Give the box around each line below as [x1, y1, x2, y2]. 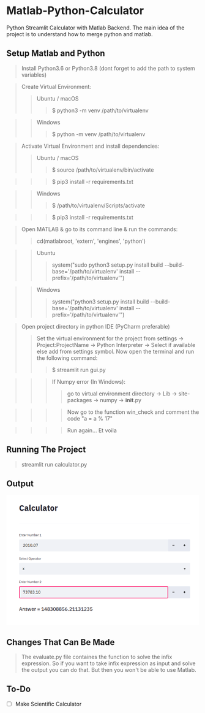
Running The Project [6, 444, 86, 455]
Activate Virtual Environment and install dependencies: [21, 142, 160, 150]
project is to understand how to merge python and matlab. [6, 30, 153, 37]
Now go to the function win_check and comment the [67, 408, 199, 416]
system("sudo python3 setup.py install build [51, 261, 163, 269]
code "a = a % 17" [67, 414, 113, 422]
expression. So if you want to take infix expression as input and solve [21, 660, 196, 667]
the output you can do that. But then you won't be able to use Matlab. [21, 666, 197, 673]
